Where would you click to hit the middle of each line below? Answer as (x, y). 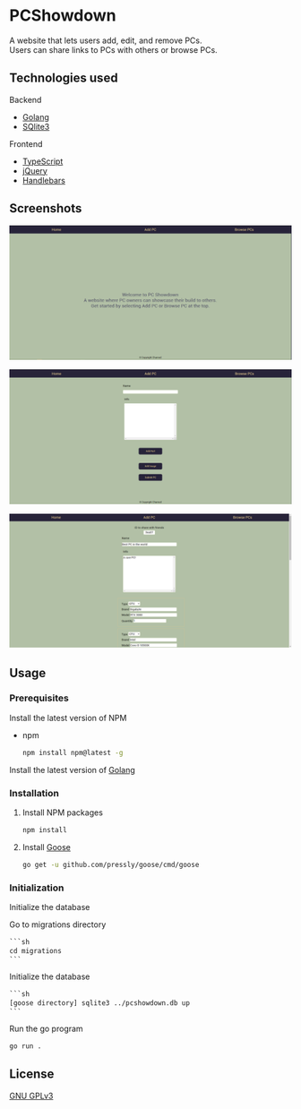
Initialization (37, 888)
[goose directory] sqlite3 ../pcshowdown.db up (100, 1003)
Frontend (26, 143)
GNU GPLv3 (31, 1096)
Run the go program (46, 1029)
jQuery (34, 170)
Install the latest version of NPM (68, 718)
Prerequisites (39, 698)
